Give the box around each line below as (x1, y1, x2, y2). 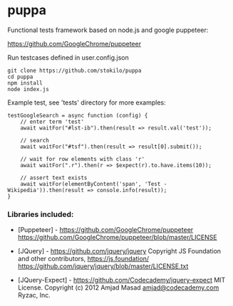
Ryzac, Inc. (17, 291, 51, 300)
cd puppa (7, 73, 33, 80)
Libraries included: (7, 209, 74, 219)
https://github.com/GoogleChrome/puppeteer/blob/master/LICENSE (17, 233, 217, 242)
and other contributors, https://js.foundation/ (17, 255, 150, 263)
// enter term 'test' (20, 118, 84, 125)
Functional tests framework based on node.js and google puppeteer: (7, 26, 209, 34)
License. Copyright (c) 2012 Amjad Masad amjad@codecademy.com (17, 283, 219, 292)
